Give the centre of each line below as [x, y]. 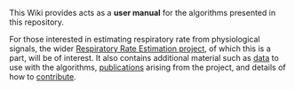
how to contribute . [43, 77]
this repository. [37, 22]
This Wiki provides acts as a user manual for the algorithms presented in [143, 13]
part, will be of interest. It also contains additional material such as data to [144, 58]
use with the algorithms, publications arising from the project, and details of [147, 67]
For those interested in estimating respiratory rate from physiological [135, 39]
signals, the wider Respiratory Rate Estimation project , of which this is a [140, 49]
